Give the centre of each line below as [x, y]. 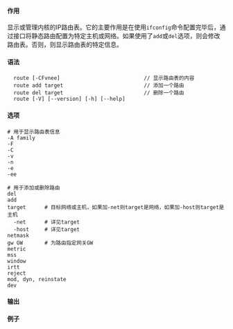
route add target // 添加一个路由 [99, 86]
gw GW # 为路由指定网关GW [50, 243]
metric [17, 249]
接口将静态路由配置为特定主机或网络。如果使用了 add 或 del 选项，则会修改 [116, 36]
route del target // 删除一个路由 [99, 93]
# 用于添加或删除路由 [34, 187]
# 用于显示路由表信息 [34, 132]
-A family [21, 138]
